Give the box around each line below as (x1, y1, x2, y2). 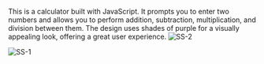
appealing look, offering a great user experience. (8, 32, 167, 41)
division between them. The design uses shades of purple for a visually (8, 24, 240, 32)
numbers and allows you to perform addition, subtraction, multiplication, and (8, 15, 256, 24)
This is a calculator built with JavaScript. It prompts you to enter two (8, 7, 230, 16)
